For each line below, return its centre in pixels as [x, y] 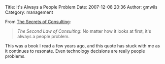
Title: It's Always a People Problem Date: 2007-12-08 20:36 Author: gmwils [81, 7]
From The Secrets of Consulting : [38, 22]
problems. [15, 56]
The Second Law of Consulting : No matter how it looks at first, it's [84, 31]
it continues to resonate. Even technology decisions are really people [75, 51]
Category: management [29, 12]
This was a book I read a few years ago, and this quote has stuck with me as [82, 46]
